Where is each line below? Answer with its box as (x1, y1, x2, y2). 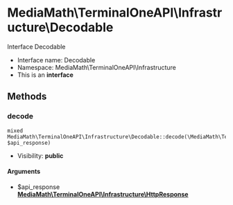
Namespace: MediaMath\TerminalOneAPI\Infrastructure (17, 63, 177, 71)
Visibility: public (17, 151, 64, 160)
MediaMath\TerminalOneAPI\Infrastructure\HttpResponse (17, 190, 189, 198)
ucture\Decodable (7, 19, 114, 35)
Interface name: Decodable (17, 55, 96, 64)
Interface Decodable (7, 42, 66, 51)
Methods (7, 91, 47, 102)
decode (7, 112, 33, 121)
